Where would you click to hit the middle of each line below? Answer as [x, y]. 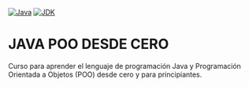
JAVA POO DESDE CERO [89, 44]
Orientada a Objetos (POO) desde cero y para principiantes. [105, 74]
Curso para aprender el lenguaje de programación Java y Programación [125, 66]
